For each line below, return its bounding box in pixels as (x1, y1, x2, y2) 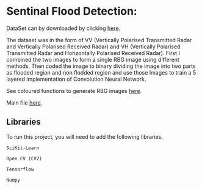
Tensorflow (6, 166, 34, 172)
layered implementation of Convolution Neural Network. (6, 75, 146, 83)
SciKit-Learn (6, 145, 40, 151)
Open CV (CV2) (6, 155, 43, 161)
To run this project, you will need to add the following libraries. (6, 133, 163, 140)
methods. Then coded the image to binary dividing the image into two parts (6, 62, 197, 70)
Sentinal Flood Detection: (6, 4, 137, 18)
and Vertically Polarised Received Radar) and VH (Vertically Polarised (6, 43, 181, 50)
